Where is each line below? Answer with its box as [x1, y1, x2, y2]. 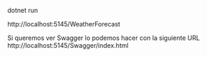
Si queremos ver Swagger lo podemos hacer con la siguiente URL [7, 33, 201, 42]
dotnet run [7, 6, 38, 14]
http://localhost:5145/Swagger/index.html [7, 41, 129, 49]
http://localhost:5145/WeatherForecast [7, 20, 121, 28]
